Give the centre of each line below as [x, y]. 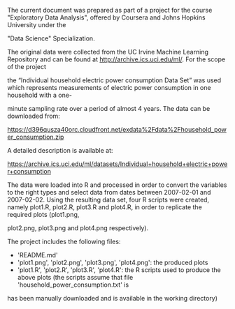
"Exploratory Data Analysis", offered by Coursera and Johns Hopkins [106, 17]
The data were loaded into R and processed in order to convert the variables [117, 185]
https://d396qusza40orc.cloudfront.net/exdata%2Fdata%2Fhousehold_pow [117, 129]
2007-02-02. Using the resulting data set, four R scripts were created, [108, 199]
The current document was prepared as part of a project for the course [110, 10]
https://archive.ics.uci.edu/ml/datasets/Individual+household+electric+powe [117, 164]
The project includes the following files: [64, 241]
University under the [37, 25]
